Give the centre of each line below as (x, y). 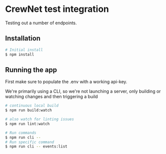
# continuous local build (32, 106)
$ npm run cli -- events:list (36, 147)
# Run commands (21, 133)
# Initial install (24, 50)
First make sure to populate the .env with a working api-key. (66, 82)
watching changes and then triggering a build (52, 97)
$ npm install (20, 54)
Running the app (31, 70)
